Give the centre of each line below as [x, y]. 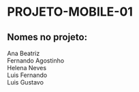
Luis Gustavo [26, 82]
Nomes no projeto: [47, 37]
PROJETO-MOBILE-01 [70, 12]
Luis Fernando [27, 75]
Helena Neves [27, 68]
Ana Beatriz [24, 53]
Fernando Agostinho [36, 61]
